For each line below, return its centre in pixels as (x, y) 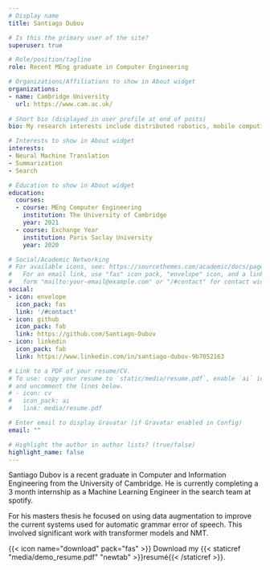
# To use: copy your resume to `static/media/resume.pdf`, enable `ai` (131, 378)
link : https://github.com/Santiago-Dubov (86, 334)
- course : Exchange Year (57, 230)
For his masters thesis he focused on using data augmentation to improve (130, 516)
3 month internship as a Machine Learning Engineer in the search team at (130, 492)
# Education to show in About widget (72, 185)
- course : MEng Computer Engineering (79, 208)
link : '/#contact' (47, 311)
